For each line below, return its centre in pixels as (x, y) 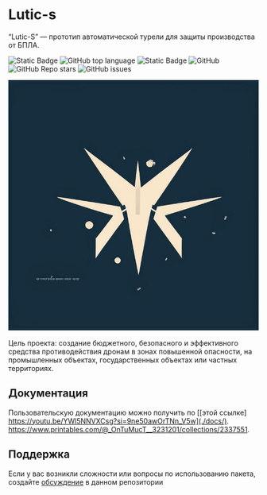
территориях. (31, 368)
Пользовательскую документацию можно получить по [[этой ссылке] (128, 412)
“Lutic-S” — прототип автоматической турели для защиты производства (132, 37)
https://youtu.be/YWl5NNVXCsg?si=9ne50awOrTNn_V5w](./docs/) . (118, 421)
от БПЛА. (24, 44)
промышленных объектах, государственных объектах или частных (123, 360)
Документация (48, 394)
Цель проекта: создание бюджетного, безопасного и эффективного (123, 342)
